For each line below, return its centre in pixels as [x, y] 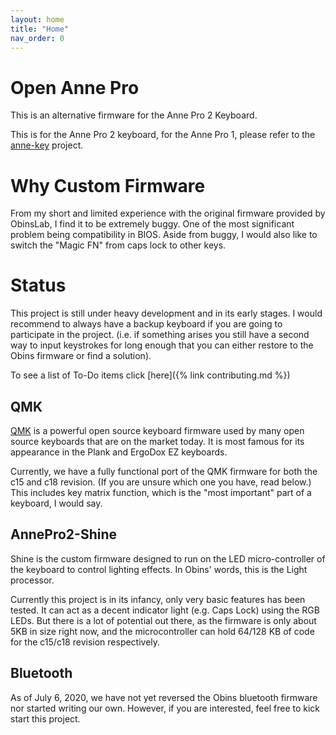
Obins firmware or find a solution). [81, 356]
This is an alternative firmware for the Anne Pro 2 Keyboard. [134, 115]
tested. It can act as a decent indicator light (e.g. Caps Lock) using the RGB [165, 610]
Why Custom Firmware [108, 185]
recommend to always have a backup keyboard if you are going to [146, 324]
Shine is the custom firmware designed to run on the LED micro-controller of [168, 558]
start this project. [45, 718]
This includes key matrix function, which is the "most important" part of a [161, 492]
